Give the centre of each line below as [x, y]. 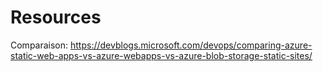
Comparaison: [39, 45]
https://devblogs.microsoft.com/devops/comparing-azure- [191, 45]
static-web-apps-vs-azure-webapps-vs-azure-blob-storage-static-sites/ [161, 55]
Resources [56, 17]
